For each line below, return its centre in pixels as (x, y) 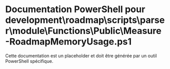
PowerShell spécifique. (29, 61)
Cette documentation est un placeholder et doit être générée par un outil (81, 56)
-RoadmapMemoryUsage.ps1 (69, 42)
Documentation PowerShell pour (75, 9)
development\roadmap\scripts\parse (85, 20)
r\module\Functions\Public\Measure (83, 31)
